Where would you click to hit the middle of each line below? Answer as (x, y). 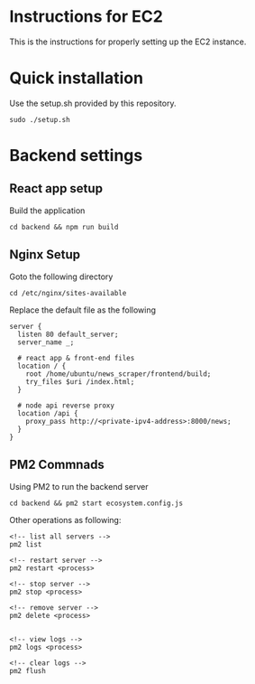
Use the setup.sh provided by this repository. (93, 103)
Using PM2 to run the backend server (79, 486)
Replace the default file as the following (82, 310)
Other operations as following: (65, 520)
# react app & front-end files (76, 358)
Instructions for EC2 (87, 17)
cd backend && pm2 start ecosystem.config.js (96, 503)
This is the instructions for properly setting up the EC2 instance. (128, 42)
